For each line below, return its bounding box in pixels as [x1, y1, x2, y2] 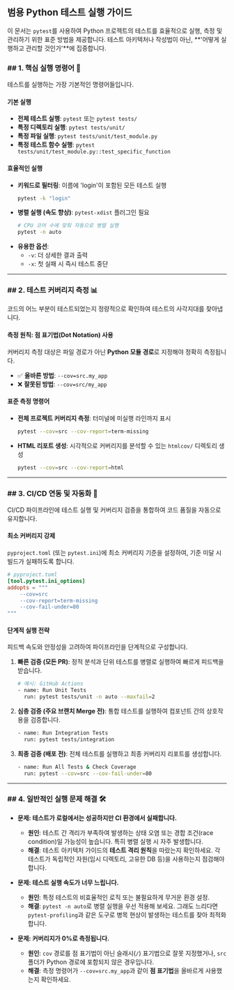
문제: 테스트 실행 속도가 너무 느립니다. [17, 878, 119, 887]
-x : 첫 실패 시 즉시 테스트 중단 [27, 260, 109, 268]
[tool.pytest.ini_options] [7, 577, 86, 584]
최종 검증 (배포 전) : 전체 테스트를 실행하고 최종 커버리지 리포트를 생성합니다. [17, 749, 222, 758]
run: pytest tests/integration [24, 736, 115, 743]
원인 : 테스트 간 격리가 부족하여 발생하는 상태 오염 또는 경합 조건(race [27, 828, 214, 836]
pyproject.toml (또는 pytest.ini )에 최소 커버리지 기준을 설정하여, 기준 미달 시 [7, 549, 221, 557]
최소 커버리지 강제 [7, 531, 56, 540]
